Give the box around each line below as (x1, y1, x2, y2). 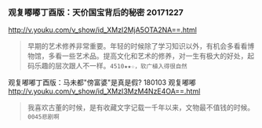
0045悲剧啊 (27, 113, 60, 121)
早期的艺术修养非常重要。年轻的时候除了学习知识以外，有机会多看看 (27, 42, 248, 51)
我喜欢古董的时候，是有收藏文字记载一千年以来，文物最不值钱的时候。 (27, 103, 255, 112)
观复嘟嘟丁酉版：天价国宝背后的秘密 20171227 (8, 6, 184, 17)
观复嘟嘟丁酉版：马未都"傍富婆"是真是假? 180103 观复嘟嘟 (8, 78, 196, 87)
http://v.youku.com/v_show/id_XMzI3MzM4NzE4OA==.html (8, 86, 201, 96)
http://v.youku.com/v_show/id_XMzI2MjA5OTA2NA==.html (8, 25, 198, 35)
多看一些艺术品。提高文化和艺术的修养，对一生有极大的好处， (48, 51, 248, 60)
